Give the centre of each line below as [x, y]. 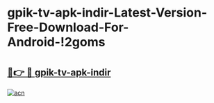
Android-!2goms [56, 42]
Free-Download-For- [68, 27]
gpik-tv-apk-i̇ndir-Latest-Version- [107, 13]
